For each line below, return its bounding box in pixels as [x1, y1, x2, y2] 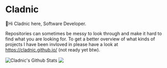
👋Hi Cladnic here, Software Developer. [5, 20, 87, 27]
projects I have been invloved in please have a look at [5, 41, 118, 47]
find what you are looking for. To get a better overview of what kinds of [5, 36, 155, 42]
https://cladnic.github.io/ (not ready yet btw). [5, 47, 100, 53]
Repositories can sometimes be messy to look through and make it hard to [5, 30, 162, 36]
